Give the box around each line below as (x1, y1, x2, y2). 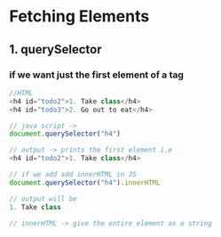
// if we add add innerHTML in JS (9, 170, 138, 179)
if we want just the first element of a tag (9, 69, 185, 81)
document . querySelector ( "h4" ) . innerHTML (9, 178, 162, 187)
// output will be (9, 194, 77, 203)
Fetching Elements (9, 6, 150, 27)
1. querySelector (9, 42, 102, 57)
